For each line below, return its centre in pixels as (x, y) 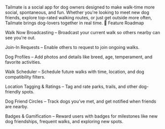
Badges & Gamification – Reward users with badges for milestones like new (81, 116)
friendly (13, 92)
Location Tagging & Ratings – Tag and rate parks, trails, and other (71, 86)
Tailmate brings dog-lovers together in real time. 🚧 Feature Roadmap (75, 23)
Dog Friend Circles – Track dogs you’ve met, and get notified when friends (81, 101)
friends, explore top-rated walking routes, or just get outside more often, (79, 18)
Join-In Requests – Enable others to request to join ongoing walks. (72, 47)
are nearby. (17, 107)
